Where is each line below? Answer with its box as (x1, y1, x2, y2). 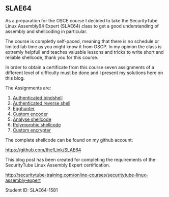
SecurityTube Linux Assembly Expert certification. (5, 162, 110, 168)
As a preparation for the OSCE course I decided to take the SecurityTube (5, 17, 158, 23)
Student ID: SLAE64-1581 (5, 187, 58, 193)
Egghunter (12, 105, 35, 111)
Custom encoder (12, 111, 48, 117)
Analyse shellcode (12, 116, 52, 122)
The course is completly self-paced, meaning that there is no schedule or (5, 38, 159, 44)
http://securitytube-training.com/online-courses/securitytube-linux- (5, 172, 149, 178)
